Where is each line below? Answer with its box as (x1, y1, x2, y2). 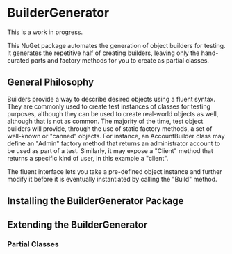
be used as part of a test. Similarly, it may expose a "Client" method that (7, 146, 213, 154)
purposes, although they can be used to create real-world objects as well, (7, 109, 219, 118)
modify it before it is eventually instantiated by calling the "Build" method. (7, 175, 217, 183)
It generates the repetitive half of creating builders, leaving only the (7, 49, 200, 57)
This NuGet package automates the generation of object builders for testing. (7, 41, 226, 49)
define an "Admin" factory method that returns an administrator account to (7, 139, 221, 148)
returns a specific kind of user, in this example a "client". (7, 154, 169, 162)
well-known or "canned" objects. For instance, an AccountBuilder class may (7, 132, 225, 140)
